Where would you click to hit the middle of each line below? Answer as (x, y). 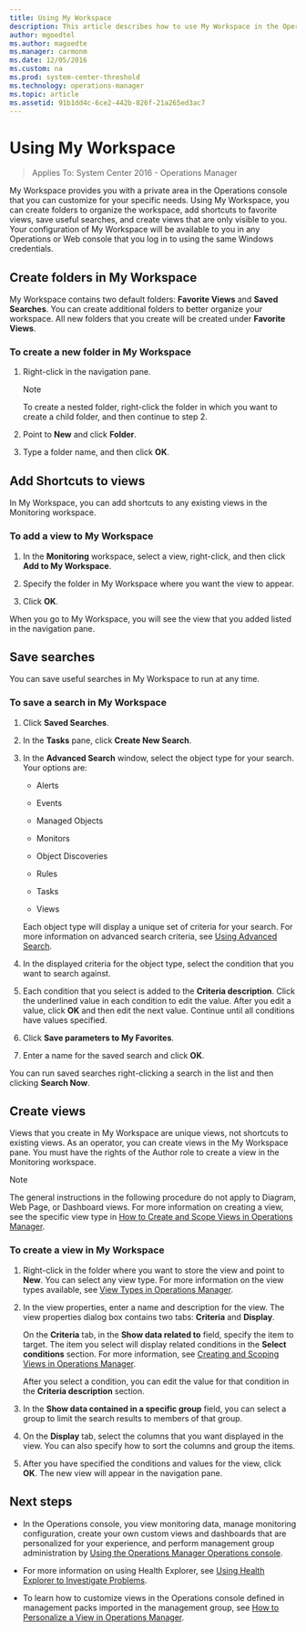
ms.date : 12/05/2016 (49, 60)
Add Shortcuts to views (77, 481)
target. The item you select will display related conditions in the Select (154, 1344)
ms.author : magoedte (49, 43)
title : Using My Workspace (61, 18)
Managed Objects (70, 821)
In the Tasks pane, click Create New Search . (107, 740)
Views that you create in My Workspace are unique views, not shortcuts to (149, 1133)
